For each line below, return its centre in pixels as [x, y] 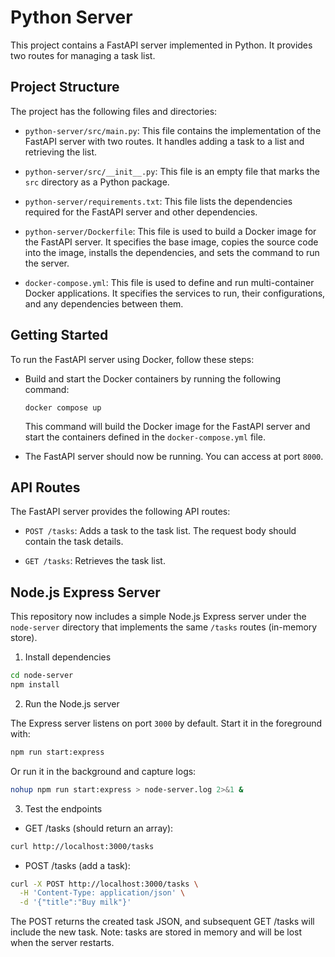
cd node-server [42, 676]
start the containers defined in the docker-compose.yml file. [145, 437]
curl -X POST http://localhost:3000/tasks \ [104, 884]
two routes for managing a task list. [83, 55]
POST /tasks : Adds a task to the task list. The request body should [160, 531]
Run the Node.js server [72, 703]
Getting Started [59, 335]
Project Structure [65, 87]
